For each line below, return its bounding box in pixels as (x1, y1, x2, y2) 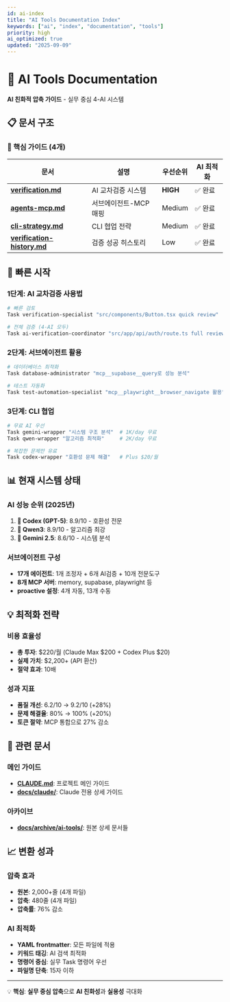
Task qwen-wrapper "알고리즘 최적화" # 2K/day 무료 (7, 435, 157, 442)
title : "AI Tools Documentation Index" (7, 16, 121, 23)
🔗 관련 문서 (7, 740, 51, 751)
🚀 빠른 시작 (7, 267, 51, 279)
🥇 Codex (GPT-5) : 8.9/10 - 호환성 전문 (16, 516, 123, 525)
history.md (10, 242, 47, 251)
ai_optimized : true (7, 36, 63, 43)
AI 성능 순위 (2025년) (7, 500, 75, 509)
